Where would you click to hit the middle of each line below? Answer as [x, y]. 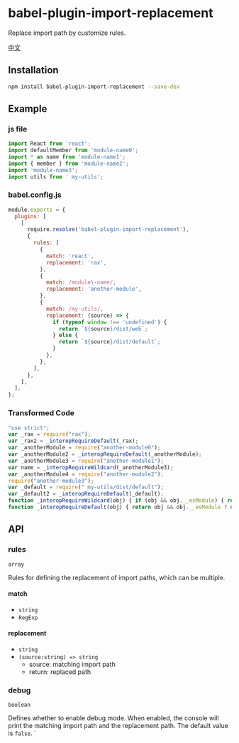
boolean [20, 705]
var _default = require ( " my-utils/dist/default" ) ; [86, 487]
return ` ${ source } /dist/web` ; [103, 328]
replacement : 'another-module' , [94, 289]
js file [18, 129]
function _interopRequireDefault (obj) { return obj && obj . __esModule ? [118, 507]
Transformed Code [41, 413]
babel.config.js [35, 195]
